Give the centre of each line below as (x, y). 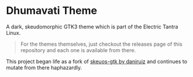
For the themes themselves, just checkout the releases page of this (101, 44)
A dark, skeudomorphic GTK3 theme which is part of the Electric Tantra (92, 27)
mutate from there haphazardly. (44, 67)
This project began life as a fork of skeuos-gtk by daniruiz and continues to (97, 61)
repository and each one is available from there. (78, 50)
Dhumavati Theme (52, 11)
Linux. (13, 32)
